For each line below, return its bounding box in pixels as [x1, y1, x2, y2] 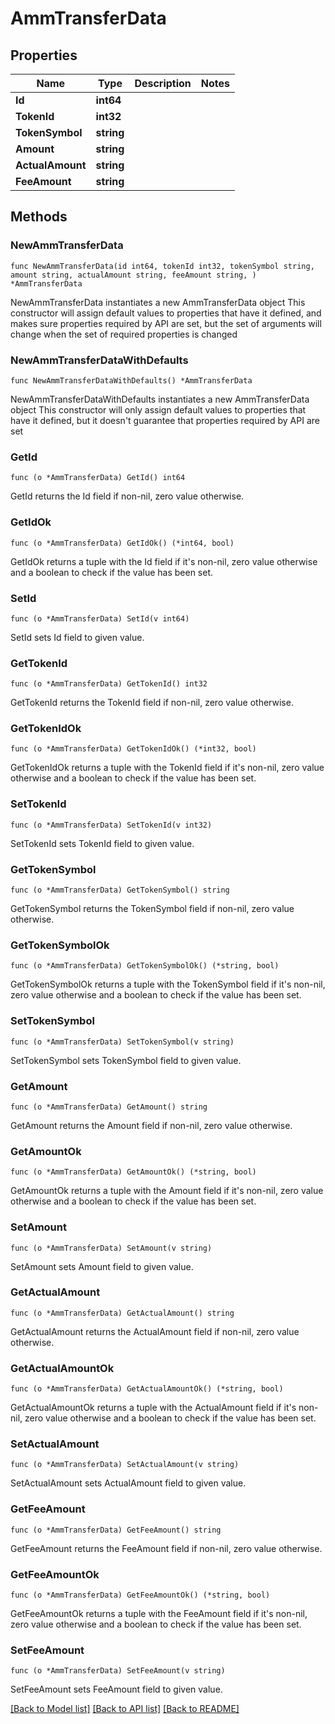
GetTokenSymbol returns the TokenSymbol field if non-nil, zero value [10, 903, 295, 915]
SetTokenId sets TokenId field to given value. [10, 837, 195, 849]
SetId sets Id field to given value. [10, 631, 145, 643]
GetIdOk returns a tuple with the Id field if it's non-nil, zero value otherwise [10, 555, 318, 567]
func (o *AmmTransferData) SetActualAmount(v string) [10, 1460, 240, 1470]
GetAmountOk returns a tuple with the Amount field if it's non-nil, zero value [10, 1185, 324, 1197]
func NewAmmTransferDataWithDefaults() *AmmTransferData [10, 375, 253, 386]
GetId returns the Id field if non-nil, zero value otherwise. [10, 490, 245, 502]
